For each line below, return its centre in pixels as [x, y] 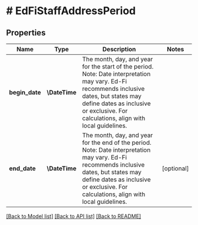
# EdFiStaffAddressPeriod [71, 11]
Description [119, 49]
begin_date [25, 92]
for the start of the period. [118, 66]
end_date [23, 168]
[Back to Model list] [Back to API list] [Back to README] [74, 216]
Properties [26, 33]
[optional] [175, 168]
